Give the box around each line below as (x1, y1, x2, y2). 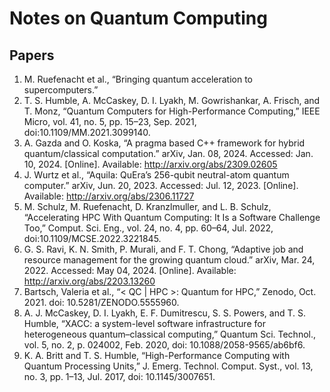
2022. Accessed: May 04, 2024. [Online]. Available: (23, 265, 237, 276)
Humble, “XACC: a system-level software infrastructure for (23, 318, 266, 329)
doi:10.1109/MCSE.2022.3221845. (23, 233, 162, 244)
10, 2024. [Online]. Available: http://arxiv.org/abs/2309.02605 (23, 158, 278, 170)
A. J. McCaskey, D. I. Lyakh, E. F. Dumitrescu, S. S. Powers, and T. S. (23, 307, 306, 319)
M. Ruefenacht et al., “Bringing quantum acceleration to (23, 73, 253, 85)
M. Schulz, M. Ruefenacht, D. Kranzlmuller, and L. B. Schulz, (23, 201, 272, 212)
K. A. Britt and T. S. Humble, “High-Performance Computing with (23, 350, 291, 361)
